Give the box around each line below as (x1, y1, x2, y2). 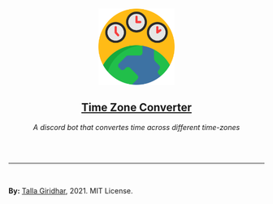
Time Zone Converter (80, 101, 193, 115)
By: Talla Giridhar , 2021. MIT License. (8, 185, 133, 195)
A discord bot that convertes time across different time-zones (32, 122, 240, 132)
